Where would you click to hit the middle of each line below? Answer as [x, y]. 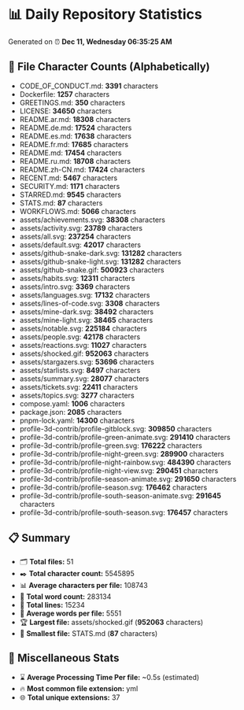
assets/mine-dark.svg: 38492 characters [87, 312]
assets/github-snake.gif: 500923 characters [92, 270]
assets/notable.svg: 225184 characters [83, 328]
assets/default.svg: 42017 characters [80, 245]
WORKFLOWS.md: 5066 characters [78, 211]
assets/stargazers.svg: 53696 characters [87, 361]
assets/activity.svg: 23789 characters [81, 227]
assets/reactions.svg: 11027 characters [83, 345]
